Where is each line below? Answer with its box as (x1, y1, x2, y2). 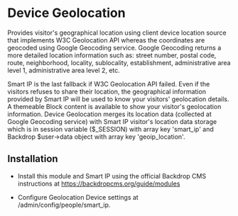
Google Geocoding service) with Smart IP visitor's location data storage (7, 117, 217, 125)
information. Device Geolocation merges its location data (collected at (7, 110, 212, 118)
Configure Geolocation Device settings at (17, 193, 139, 201)
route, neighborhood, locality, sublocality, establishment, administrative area (7, 58, 231, 67)
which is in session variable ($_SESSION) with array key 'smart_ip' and (7, 125, 215, 133)
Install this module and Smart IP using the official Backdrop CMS (17, 171, 207, 180)
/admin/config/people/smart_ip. (17, 200, 111, 209)
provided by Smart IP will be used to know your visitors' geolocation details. (7, 94, 229, 103)
